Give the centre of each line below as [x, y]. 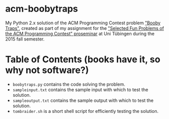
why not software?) [47, 70]
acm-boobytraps [42, 9]
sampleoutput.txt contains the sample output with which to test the [83, 100]
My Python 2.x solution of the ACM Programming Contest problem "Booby [83, 23]
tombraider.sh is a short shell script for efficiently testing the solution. [86, 111]
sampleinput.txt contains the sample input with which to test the [80, 90]
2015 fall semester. [25, 39]
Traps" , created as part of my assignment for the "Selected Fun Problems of [84, 28]
